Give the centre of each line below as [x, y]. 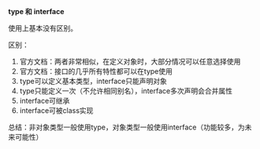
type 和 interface [36, 11]
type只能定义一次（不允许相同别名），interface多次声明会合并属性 [126, 91]
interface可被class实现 [56, 111]
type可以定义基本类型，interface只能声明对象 [93, 81]
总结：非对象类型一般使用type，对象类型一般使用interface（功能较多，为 [127, 127]
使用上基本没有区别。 [43, 28]
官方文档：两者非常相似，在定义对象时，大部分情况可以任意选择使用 [130, 62]
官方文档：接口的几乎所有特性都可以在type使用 [96, 71]
